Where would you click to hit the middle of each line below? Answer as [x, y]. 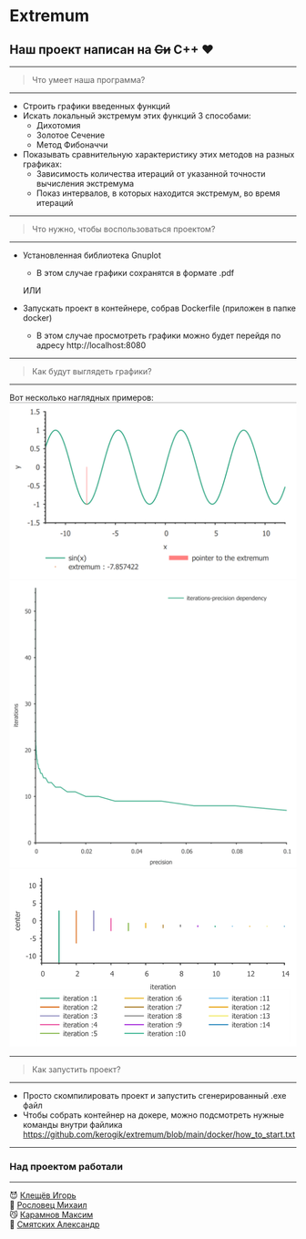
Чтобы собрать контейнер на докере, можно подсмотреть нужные [153, 1115]
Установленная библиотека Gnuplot [92, 255]
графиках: [42, 164]
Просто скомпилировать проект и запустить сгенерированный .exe [154, 1096]
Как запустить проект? [76, 1070]
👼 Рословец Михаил [48, 1204]
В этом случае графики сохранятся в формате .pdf [135, 273]
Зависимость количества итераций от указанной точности [151, 174]
